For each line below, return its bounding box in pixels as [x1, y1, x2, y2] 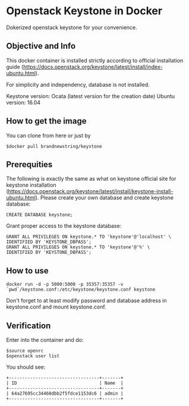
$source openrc [6, 348, 44, 354]
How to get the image [6, 116, 87, 126]
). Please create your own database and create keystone [35, 194, 174, 202]
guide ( [6, 63, 24, 70]
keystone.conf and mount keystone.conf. [6, 303, 106, 310]
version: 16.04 [6, 99, 40, 106]
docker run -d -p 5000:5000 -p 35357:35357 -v [6, 281, 124, 288]
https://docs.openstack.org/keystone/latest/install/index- [23, 63, 163, 70]
